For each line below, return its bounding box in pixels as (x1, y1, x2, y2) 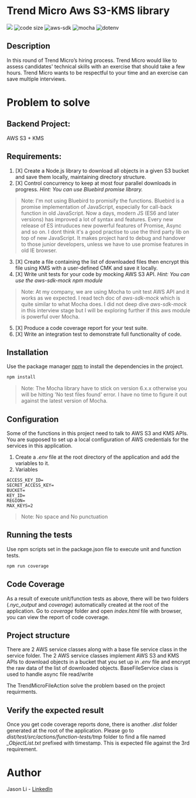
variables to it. (15, 460, 50, 467)
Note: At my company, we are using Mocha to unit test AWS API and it (20, 288, 190, 295)
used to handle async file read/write (6, 671, 94, 678)
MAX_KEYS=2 (6, 503, 33, 509)
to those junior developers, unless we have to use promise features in (20, 240, 189, 247)
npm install (6, 374, 36, 380)
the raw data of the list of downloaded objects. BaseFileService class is (6, 665, 179, 672)
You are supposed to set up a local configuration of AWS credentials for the (6, 436, 189, 443)
